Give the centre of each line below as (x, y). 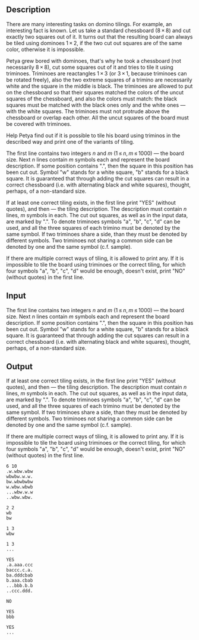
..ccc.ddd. (20, 591)
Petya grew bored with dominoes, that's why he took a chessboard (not (94, 61)
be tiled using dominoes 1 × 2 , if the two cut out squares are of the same (94, 43)
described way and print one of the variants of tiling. (70, 141)
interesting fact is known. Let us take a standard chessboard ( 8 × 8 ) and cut (99, 30)
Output (19, 367)
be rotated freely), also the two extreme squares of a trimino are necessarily (99, 80)
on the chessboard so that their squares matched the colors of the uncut (95, 92)
